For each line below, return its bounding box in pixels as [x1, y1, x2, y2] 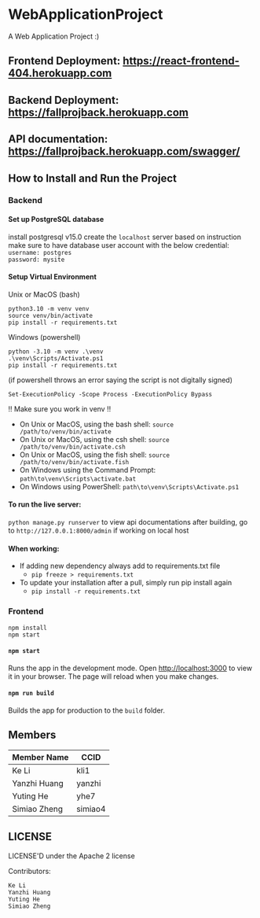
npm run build [8, 690, 55, 698]
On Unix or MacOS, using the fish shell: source [19, 450, 170, 459]
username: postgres [8, 249, 72, 256]
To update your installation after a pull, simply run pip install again [19, 578, 233, 588]
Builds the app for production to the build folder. [8, 706, 166, 715]
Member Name [12, 751, 69, 762]
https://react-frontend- [123, 54, 240, 68]
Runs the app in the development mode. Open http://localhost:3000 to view [8, 663, 253, 673]
